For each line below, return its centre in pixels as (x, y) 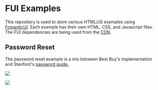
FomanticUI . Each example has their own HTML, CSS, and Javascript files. (79, 27)
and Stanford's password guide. (37, 64)
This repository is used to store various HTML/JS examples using (70, 22)
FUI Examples (33, 8)
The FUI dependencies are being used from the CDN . (58, 32)
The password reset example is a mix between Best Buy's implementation (79, 59)
